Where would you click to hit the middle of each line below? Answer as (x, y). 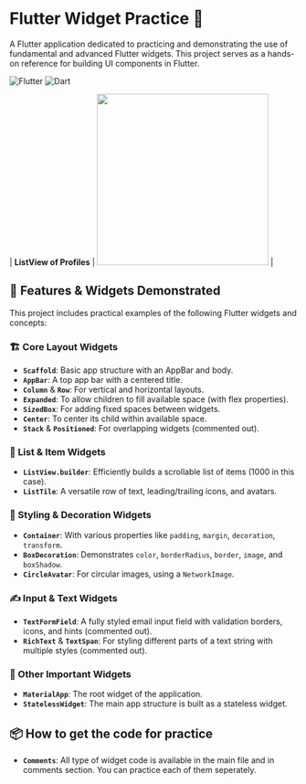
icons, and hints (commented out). (87, 630)
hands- (281, 53)
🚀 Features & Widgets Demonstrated (115, 291)
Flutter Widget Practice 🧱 (106, 19)
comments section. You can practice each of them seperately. (139, 770)
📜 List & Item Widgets (58, 451)
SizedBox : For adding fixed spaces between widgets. (121, 409)
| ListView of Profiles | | (142, 262)
